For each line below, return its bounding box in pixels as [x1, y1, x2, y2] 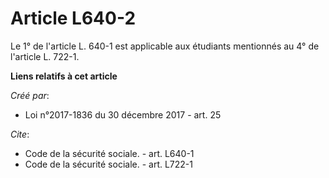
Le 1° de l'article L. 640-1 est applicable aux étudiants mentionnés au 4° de [10, 40, 320, 52]
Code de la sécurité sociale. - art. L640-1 [24, 147, 195, 159]
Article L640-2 [10, 7, 137, 30]
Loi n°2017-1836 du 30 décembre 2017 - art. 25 [24, 108, 222, 121]
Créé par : [10, 89, 50, 101]
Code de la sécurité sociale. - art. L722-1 [24, 158, 194, 170]
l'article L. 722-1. [10, 50, 80, 62]
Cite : [10, 128, 30, 140]
